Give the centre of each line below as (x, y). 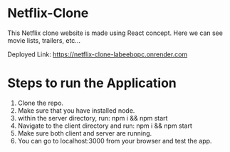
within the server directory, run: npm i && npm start (93, 118)
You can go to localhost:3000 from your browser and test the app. (115, 141)
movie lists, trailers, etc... (44, 40)
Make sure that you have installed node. (76, 110)
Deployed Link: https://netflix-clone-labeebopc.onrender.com (98, 54)
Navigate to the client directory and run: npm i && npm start (105, 126)
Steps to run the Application (92, 83)
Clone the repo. (41, 103)
